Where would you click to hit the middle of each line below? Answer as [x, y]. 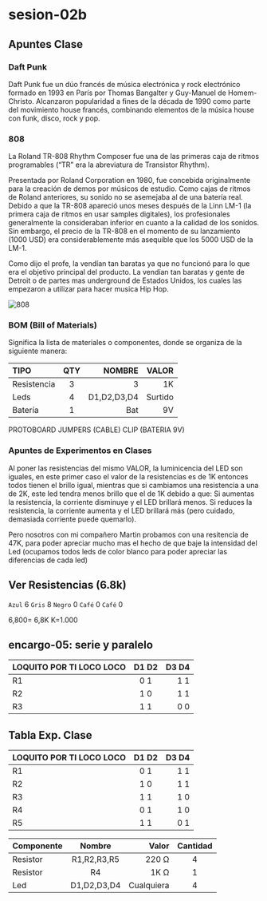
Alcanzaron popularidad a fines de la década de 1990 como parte [143, 101]
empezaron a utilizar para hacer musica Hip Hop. [88, 289]
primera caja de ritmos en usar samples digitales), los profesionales [119, 214]
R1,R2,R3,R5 [95, 859]
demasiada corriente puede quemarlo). [73, 519]
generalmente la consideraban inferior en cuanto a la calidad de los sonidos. [134, 223]
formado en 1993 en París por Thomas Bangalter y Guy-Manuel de [118, 93]
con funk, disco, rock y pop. [55, 118]
